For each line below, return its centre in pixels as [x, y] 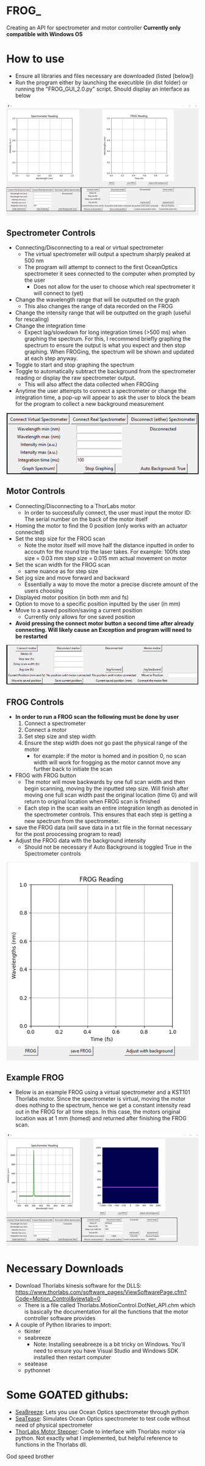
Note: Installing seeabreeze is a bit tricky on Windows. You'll [109, 1344]
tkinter [32, 1331]
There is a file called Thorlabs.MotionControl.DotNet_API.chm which [110, 1305]
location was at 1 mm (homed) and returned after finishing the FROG [101, 1118]
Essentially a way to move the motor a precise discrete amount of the [111, 584]
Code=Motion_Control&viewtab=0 [58, 1298]
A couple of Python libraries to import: [63, 1324]
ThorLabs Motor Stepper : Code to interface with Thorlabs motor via [100, 1431]
